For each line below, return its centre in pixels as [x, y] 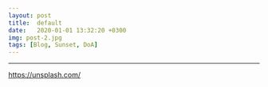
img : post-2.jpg [35, 38]
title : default [35, 23]
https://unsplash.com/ [45, 75]
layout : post [30, 15]
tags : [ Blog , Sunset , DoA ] [53, 45]
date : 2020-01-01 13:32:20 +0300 [67, 30]
